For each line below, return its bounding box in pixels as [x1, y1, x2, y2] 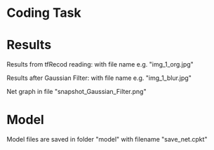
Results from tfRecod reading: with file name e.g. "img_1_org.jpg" [6, 60, 194, 69]
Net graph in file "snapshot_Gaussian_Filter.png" [6, 88, 147, 96]
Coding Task [6, 5, 81, 21]
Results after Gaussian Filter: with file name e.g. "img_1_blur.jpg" [6, 74, 192, 82]
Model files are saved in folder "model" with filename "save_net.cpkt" [6, 135, 208, 144]
